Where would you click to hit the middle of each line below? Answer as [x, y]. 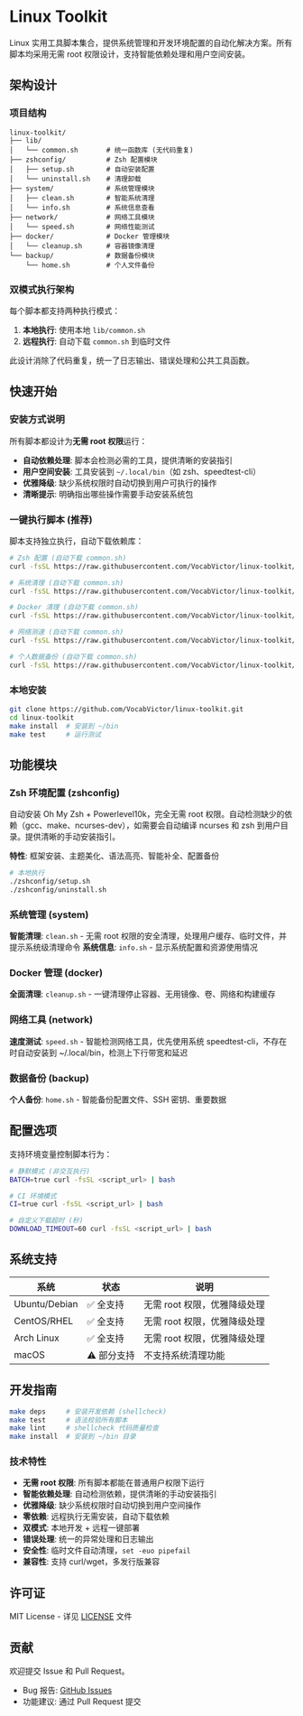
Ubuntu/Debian [46, 1303]
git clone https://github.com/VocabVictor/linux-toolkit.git [127, 709]
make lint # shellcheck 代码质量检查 [84, 1428]
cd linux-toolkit [42, 718]
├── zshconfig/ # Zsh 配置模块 [83, 160]
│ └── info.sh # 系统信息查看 [82, 208]
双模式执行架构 [42, 289]
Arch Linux [37, 1338]
